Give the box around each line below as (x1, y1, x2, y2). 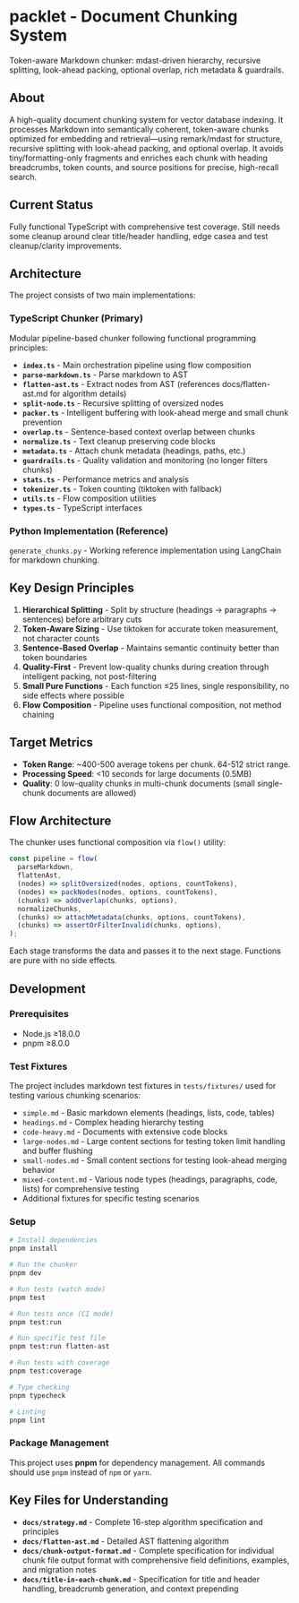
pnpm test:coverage (9, 1366, 82, 1376)
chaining (21, 709, 55, 720)
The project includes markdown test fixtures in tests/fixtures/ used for (9, 1081, 277, 1091)
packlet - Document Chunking (9, 6, 238, 27)
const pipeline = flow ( (9, 854, 98, 864)
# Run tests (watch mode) (9, 1284, 106, 1294)
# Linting (9, 1407, 47, 1417)
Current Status (9, 197, 94, 212)
